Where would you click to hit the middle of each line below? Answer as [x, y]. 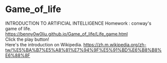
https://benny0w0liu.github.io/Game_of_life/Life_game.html [67, 34]
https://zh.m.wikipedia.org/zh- [115, 44]
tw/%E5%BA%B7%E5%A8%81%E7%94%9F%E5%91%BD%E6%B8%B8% [83, 50]
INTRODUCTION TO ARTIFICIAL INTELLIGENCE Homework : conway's [78, 23]
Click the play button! [27, 39]
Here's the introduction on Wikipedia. [44, 44]
